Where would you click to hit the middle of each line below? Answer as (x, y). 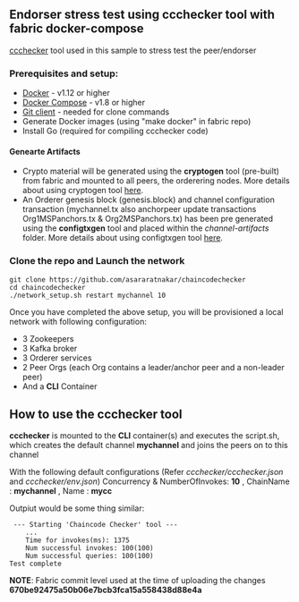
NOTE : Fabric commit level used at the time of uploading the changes (137, 581)
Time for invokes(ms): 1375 (77, 540)
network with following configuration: (78, 321)
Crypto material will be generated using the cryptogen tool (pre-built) (151, 171)
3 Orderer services (57, 358)
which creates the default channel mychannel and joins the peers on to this (149, 445)
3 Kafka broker (50, 348)
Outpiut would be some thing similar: (77, 508)
